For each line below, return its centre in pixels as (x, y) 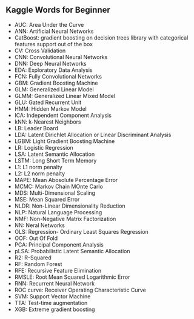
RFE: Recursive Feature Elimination (58, 270)
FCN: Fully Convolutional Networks (58, 76)
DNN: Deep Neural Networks (51, 63)
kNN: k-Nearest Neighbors (48, 122)
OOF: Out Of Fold (36, 238)
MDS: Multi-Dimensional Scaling (55, 193)
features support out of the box (54, 44)
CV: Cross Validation (40, 51)
